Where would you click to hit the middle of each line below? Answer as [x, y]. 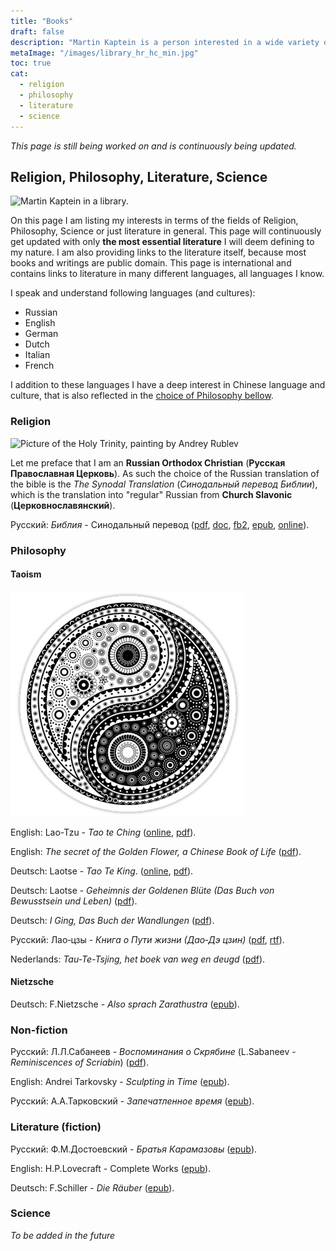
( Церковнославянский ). [63, 505]
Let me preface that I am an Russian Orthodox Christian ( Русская [148, 462]
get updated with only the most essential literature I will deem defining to [162, 242]
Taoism [26, 574]
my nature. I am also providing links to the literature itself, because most [158, 252]
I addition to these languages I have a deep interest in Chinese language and [168, 385]
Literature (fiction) [56, 1127]
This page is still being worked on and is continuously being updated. [153, 146]
